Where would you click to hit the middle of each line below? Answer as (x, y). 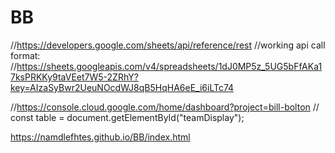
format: (25, 55)
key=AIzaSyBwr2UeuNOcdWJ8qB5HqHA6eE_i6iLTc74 (122, 87)
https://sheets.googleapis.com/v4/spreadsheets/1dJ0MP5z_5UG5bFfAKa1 (169, 66)
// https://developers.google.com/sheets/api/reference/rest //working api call (168, 45)
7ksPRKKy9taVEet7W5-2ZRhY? (74, 77)
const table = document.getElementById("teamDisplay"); (127, 117)
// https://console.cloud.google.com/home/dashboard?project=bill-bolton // (165, 107)
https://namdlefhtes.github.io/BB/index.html (100, 137)
